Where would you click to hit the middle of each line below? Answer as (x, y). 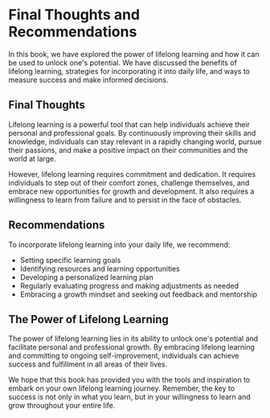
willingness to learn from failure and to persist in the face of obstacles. (125, 199)
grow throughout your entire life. (62, 406)
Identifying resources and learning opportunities (100, 268)
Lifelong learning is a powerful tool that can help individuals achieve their (129, 124)
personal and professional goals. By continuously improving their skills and (132, 133)
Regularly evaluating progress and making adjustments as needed (129, 285)
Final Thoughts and (74, 15)
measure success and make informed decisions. (88, 80)
